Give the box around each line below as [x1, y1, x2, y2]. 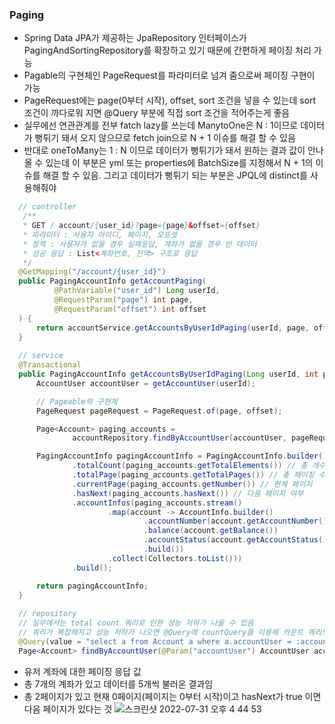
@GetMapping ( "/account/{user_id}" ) [18, 267, 167, 277]
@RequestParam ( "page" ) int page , [53, 295, 194, 305]
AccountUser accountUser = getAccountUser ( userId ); [35, 378, 256, 388]
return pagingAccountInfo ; [35, 581, 149, 591]
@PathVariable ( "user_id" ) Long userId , [53, 286, 221, 296]
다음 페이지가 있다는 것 [23, 703, 113, 715]
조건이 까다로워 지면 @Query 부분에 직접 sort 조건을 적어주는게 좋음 [23, 107, 291, 119]
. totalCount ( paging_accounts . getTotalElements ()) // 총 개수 [72, 461, 326, 471]
